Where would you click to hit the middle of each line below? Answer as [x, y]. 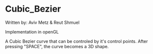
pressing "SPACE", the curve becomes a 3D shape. [57, 46]
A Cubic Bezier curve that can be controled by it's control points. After [76, 41]
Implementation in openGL [32, 32]
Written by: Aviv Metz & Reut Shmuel [42, 22]
